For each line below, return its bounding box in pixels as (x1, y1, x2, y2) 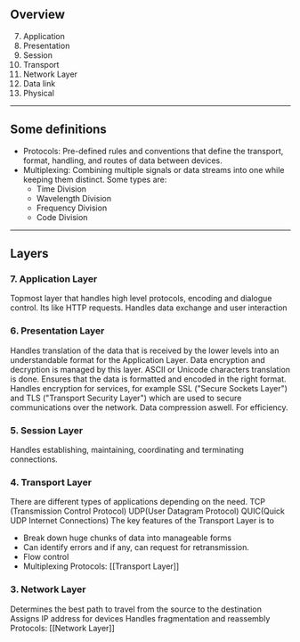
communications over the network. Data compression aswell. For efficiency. (10, 401, 288, 413)
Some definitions (10, 122, 108, 137)
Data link (22, 78, 56, 88)
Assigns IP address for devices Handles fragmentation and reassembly (10, 613, 271, 623)
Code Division (36, 211, 88, 222)
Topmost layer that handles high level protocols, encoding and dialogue (10, 293, 272, 304)
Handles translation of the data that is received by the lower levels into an (10, 345, 280, 356)
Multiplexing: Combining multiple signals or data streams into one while (22, 164, 285, 175)
